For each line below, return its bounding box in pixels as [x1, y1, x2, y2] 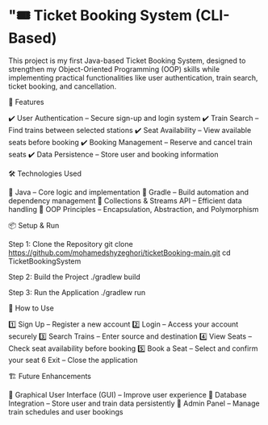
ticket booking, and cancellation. [8, 81, 117, 91]
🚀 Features [8, 97, 44, 106]
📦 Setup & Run [8, 220, 60, 230]
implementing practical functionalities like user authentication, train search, [8, 73, 258, 82]
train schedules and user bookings [8, 406, 124, 416]
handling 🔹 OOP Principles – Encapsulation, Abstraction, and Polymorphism [8, 204, 259, 214]
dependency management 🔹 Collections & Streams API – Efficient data [8, 195, 242, 206]
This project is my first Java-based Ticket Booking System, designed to [8, 56, 246, 65]
